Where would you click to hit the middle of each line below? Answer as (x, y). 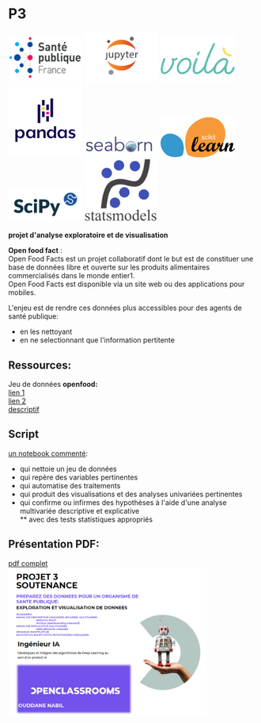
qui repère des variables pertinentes (79, 477)
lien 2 (17, 401)
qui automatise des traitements (70, 485)
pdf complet (28, 563)
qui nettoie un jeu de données (68, 469)
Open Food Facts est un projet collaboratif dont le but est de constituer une (131, 259)
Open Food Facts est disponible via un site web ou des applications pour (127, 284)
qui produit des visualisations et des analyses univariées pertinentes (131, 494)
